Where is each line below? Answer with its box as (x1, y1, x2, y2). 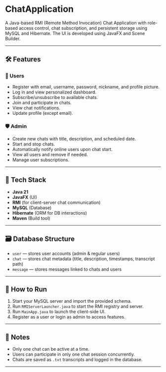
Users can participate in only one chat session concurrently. (12, 351, 135, 357)
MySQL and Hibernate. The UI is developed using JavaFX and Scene (5, 30, 145, 36)
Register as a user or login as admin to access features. (12, 314, 125, 320)
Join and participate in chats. (12, 99, 72, 105)
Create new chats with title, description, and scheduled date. (12, 136, 136, 141)
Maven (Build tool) (12, 215, 50, 221)
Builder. (5, 36, 21, 42)
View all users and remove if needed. (12, 151, 88, 157)
